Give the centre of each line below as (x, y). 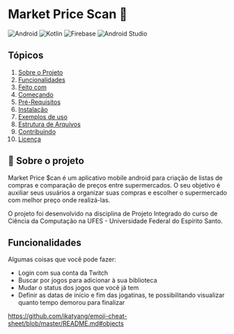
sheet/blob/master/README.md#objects (66, 324)
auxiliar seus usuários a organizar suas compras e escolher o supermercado (117, 192)
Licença (29, 139)
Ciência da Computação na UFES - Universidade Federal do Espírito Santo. (115, 221)
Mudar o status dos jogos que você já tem (78, 288)
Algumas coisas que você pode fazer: (62, 259)
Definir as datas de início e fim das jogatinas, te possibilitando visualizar (121, 295)
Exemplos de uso (43, 116)
